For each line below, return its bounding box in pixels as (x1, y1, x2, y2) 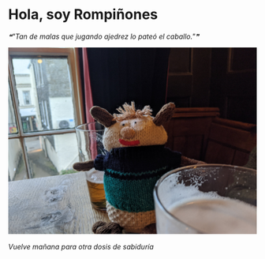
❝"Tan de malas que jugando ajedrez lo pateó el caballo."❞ (8, 32, 200, 41)
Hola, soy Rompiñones (8, 6, 159, 24)
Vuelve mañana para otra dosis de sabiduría (8, 242, 154, 251)
